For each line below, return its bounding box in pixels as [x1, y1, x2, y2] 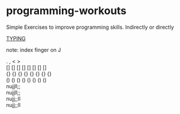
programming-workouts [6, 4, 127, 18]
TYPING [6, 35, 26, 42]
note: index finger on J [6, 46, 61, 53]
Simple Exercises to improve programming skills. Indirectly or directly [6, 24, 174, 31]
